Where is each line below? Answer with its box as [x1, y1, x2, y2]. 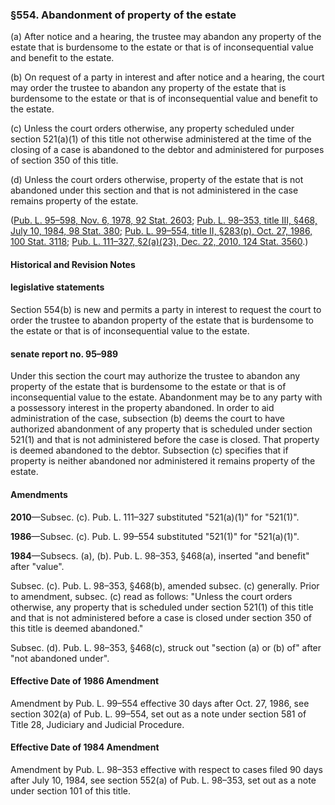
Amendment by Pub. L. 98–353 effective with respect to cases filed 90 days [10, 763, 323, 775]
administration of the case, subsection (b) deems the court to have [10, 413, 285, 425]
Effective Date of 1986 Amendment [10, 675, 160, 687]
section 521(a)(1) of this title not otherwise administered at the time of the [10, 133, 312, 145]
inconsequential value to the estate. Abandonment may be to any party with [10, 391, 323, 403]
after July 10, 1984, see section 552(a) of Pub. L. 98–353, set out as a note [10, 774, 317, 786]
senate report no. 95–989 [10, 348, 119, 360]
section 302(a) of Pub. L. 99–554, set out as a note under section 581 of [10, 708, 307, 720]
